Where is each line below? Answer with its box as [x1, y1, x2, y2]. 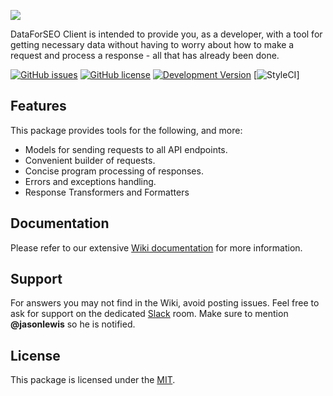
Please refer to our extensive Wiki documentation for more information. [10, 241, 303, 254]
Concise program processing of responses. [24, 165, 204, 177]
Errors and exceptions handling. [24, 175, 157, 187]
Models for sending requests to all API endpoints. [24, 143, 228, 155]
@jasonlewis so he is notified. [10, 318, 136, 330]
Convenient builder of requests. [24, 154, 156, 166]
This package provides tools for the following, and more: [10, 124, 243, 136]
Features [10, 98, 67, 115]
